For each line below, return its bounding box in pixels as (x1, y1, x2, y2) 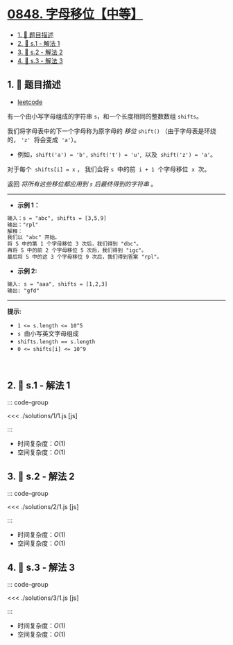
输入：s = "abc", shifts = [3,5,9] (7, 214, 107, 222)
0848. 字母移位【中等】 (7, 6, 144, 22)
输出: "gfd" (7, 287, 40, 294)
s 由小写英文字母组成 (17, 329, 79, 337)
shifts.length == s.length (17, 338, 96, 345)
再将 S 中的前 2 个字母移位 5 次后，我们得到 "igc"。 (7, 247, 147, 254)
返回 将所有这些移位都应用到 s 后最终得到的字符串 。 (7, 180, 157, 188)
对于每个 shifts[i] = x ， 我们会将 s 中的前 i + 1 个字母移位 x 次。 (7, 164, 211, 173)
